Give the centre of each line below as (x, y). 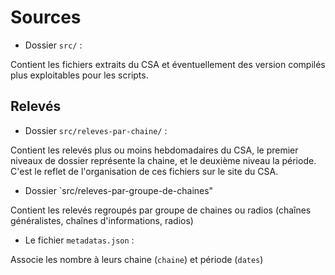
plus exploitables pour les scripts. (79, 75)
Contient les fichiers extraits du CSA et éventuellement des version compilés (168, 64)
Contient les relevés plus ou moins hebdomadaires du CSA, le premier (154, 150)
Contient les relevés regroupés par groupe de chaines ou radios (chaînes (161, 210)
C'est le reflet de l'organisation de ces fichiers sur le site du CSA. (144, 171)
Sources (46, 17)
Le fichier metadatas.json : (79, 240)
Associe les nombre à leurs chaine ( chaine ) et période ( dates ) (137, 259)
